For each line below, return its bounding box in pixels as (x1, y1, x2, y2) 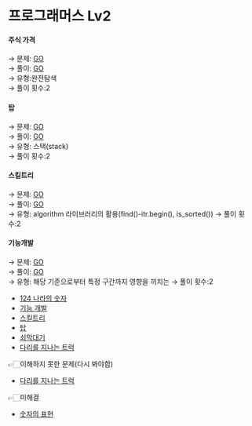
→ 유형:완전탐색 (8, 74, 57, 83)
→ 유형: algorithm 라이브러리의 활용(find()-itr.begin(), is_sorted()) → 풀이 (8, 209, 237, 218)
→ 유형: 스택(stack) (8, 141, 69, 151)
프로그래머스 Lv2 (8, 7, 111, 25)
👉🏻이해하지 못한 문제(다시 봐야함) (8, 359, 114, 369)
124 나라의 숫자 (19, 293, 68, 303)
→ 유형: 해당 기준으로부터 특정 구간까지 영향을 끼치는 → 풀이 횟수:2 (8, 277, 214, 286)
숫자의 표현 (19, 410, 54, 418)
